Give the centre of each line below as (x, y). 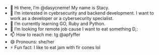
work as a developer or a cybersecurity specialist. (62, 18)
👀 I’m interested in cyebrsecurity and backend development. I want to (82, 13)
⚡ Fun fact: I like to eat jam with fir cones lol (55, 47)
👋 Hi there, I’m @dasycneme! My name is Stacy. (60, 8)
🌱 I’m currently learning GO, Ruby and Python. (58, 23)
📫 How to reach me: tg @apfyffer (45, 34)
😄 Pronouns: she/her (32, 42)
